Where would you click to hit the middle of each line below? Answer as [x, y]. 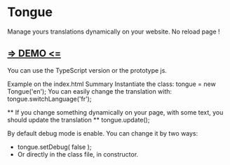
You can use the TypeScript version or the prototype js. [87, 70]
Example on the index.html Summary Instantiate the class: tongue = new [111, 84]
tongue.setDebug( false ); [54, 147]
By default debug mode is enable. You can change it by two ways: [103, 133]
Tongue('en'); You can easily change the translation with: [90, 91]
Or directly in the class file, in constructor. [78, 154]
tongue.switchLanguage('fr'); [49, 99]
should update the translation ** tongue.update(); [79, 120]
